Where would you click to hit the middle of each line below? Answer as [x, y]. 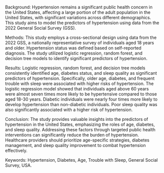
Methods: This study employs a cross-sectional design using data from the [81, 37]
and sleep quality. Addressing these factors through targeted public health [80, 130]
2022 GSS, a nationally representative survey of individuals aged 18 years [80, 43]
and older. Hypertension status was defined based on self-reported [73, 48]
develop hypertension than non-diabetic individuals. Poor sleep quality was [81, 104]
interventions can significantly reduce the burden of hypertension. [72, 135]
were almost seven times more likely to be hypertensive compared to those [81, 94]
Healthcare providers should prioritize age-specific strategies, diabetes [77, 140]
